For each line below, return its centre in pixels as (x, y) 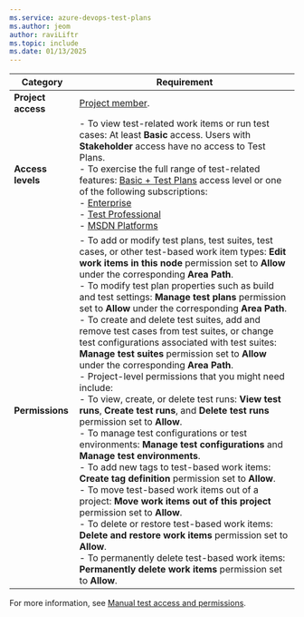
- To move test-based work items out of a (169, 490)
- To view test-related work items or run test (174, 123)
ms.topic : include (44, 43)
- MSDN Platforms (119, 226)
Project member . (114, 103)
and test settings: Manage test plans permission (183, 298)
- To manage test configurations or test (163, 434)
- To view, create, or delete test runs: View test (180, 399)
